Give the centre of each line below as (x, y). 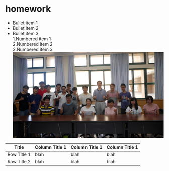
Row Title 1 (19, 155)
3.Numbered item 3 (32, 49)
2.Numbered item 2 (32, 44)
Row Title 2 (19, 161)
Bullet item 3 (25, 33)
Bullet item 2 (25, 28)
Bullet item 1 (25, 23)
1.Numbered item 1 (32, 39)
